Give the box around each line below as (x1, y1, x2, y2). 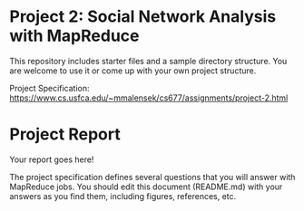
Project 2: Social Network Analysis (9, 6, 277, 27)
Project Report (9, 124, 121, 145)
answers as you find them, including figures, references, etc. (9, 190, 237, 201)
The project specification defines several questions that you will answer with (9, 171, 296, 182)
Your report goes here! (9, 154, 94, 165)
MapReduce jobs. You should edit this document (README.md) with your (9, 181, 283, 192)
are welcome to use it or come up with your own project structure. (9, 65, 257, 76)
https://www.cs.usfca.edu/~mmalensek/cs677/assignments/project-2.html (9, 92, 289, 103)
